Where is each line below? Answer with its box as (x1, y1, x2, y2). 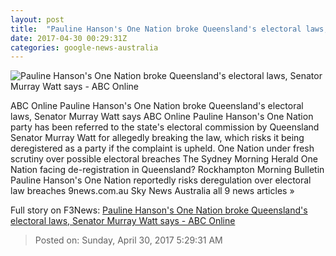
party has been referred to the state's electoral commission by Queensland (10, 121, 320, 133)
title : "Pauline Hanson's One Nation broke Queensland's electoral (10, 24, 302, 34)
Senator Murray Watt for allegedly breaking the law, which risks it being (10, 132, 305, 144)
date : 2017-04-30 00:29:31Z (10, 33, 128, 43)
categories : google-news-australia (10, 42, 159, 53)
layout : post (10, 14, 65, 25)
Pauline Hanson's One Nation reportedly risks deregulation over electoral (10, 174, 312, 186)
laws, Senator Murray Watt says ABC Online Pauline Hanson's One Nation (10, 111, 314, 123)
